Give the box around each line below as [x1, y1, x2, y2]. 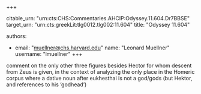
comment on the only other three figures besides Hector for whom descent [6, 62, 192, 69]
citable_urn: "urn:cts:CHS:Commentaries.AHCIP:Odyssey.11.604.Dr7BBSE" [6, 15, 190, 21]
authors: [6, 33, 27, 39]
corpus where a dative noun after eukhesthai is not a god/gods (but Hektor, [6, 75, 193, 82]
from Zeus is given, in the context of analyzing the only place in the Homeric [6, 68, 195, 75]
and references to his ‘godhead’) [6, 81, 87, 88]
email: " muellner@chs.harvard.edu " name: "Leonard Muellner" [14, 44, 170, 51]
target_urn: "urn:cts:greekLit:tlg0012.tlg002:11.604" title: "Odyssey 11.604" [6, 21, 190, 28]
